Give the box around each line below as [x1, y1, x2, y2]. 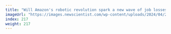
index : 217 [5, 16, 28, 21]
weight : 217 [5, 21, 31, 26]
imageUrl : [5, 12, 26, 17]
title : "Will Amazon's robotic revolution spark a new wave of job [5, 7, 152, 12]
